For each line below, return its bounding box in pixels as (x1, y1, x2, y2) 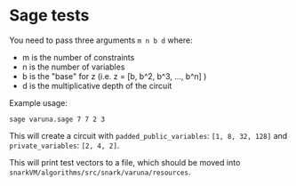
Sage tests (9, 5, 90, 26)
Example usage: (9, 97, 68, 108)
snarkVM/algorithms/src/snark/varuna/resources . (9, 166, 191, 177)
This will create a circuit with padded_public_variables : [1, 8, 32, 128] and (9, 130, 288, 141)
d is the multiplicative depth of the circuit (21, 80, 172, 91)
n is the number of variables (21, 61, 125, 72)
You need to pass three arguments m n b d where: (9, 35, 193, 45)
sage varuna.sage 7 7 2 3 (9, 115, 105, 124)
